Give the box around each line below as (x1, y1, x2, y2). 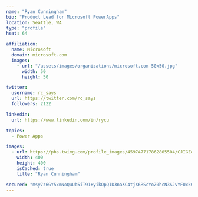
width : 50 (21, 68, 46, 74)
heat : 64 (6, 31, 28, 36)
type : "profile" (6, 25, 46, 31)
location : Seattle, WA (6, 19, 62, 25)
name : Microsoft (11, 46, 51, 53)
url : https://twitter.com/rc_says (11, 95, 96, 102)
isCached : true (16, 165, 54, 171)
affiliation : (6, 41, 38, 47)
